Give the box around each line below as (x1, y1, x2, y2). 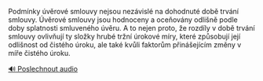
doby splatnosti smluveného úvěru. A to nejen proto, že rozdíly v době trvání (8, 24, 255, 32)
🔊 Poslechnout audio (8, 64, 79, 73)
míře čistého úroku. (8, 49, 71, 57)
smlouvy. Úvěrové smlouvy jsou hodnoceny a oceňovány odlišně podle (8, 15, 238, 24)
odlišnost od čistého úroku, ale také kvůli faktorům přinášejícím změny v (8, 40, 242, 50)
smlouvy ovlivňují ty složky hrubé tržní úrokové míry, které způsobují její (8, 31, 241, 41)
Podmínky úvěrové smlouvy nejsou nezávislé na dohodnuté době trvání (8, 7, 239, 16)
